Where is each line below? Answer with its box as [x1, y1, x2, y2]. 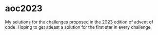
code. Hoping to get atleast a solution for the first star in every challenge [5, 24, 151, 30]
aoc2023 [5, 3, 43, 14]
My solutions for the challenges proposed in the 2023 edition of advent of [5, 19, 154, 25]
